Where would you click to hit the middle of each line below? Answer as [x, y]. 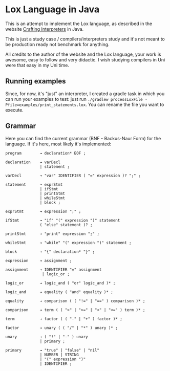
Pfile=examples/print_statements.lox [46, 105]
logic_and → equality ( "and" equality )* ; [59, 292]
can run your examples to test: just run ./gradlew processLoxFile [74, 99]
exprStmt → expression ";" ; [43, 211]
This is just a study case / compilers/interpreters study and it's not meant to [85, 39]
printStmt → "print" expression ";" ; [52, 234]
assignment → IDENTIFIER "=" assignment [54, 270]
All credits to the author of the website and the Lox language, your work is [83, 54]
